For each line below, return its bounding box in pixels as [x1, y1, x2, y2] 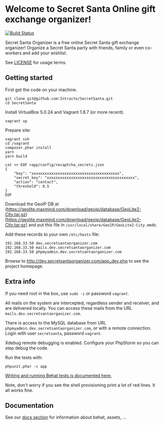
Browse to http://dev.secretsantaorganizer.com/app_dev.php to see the [5, 258, 149, 264]
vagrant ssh [5, 136, 29, 142]
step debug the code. [5, 345, 49, 351]
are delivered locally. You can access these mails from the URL [5, 305, 133, 311]
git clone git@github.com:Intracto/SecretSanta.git [5, 96, 113, 101]
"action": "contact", [14, 179, 58, 184]
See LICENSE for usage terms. [5, 59, 67, 65]
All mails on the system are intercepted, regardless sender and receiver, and [5, 300, 160, 306]
